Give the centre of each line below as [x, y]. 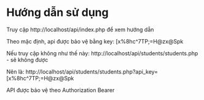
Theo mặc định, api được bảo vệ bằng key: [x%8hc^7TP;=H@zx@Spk [95, 41]
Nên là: [15, 71]
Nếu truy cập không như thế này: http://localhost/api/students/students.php [102, 53]
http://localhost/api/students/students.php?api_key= [92, 71]
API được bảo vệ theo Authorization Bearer [61, 90]
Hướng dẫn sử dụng [57, 13]
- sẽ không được [27, 60]
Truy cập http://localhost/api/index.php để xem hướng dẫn [80, 29]
